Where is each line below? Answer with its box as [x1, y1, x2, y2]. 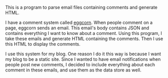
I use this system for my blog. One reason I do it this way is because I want [5, 51, 161, 57]
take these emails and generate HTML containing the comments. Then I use [5, 35, 163, 42]
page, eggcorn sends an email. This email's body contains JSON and [5, 25, 149, 31]
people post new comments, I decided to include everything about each [5, 62, 155, 67]
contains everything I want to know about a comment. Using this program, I [5, 30, 162, 36]
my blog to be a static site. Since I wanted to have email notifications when [5, 56, 161, 62]
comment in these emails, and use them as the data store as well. [5, 67, 142, 73]
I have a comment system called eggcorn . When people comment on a [5, 20, 153, 25]
